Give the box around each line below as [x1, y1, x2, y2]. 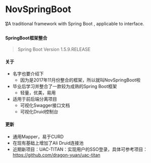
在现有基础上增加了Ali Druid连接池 [12, 140, 84, 146]
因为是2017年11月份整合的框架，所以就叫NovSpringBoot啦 [20, 77, 141, 83]
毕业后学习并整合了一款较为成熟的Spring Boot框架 [12, 84, 117, 90]
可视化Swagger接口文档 [20, 102, 70, 108]
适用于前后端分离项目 [12, 96, 57, 102]
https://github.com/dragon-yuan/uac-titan [12, 152, 100, 158]
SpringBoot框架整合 [5, 34, 47, 41]
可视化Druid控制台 [20, 109, 59, 115]
